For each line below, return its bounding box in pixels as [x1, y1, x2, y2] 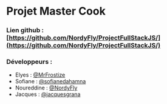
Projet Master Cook [6, 4, 106, 18]
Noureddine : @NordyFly [15, 84, 78, 92]
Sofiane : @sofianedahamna [15, 78, 86, 85]
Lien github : [6, 26, 44, 35]
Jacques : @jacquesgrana [15, 91, 81, 98]
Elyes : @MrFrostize [15, 71, 66, 78]
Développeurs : [6, 58, 53, 66]
